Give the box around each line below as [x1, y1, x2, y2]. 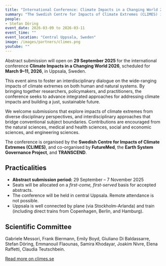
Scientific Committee [5, 222, 72, 231]
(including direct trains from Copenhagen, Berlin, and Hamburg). [12, 208, 144, 214]
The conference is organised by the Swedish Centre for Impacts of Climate [5, 139, 160, 145]
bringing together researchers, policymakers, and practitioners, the [5, 88, 142, 94]
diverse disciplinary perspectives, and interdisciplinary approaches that [5, 113, 151, 119]
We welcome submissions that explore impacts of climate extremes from [5, 108, 153, 114]
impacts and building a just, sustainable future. [5, 98, 100, 104]
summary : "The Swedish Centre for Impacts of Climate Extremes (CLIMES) [5, 12, 158, 17]
